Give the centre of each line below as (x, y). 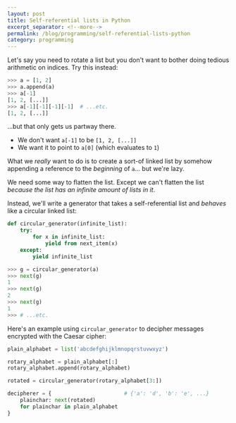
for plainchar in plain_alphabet (69, 406)
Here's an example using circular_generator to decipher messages (106, 329)
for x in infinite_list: (69, 237)
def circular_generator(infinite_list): (68, 224)
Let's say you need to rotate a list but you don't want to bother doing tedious (118, 60)
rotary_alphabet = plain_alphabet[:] (63, 362)
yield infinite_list (63, 257)
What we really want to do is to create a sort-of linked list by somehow (110, 161)
